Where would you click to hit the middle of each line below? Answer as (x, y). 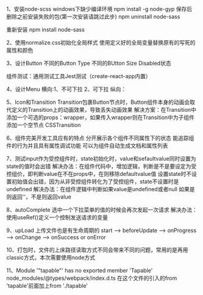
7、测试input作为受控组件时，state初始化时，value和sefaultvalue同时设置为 (101, 158)
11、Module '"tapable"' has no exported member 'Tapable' (80, 270)
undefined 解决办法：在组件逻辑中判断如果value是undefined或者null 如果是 (101, 189)
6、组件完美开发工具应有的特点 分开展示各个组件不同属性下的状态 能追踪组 (100, 138)
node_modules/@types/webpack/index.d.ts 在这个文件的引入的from (92, 278)
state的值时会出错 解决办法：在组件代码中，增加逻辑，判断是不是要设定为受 (101, 166)
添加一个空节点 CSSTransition (44, 125)
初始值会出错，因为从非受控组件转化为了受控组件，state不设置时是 (95, 181)
